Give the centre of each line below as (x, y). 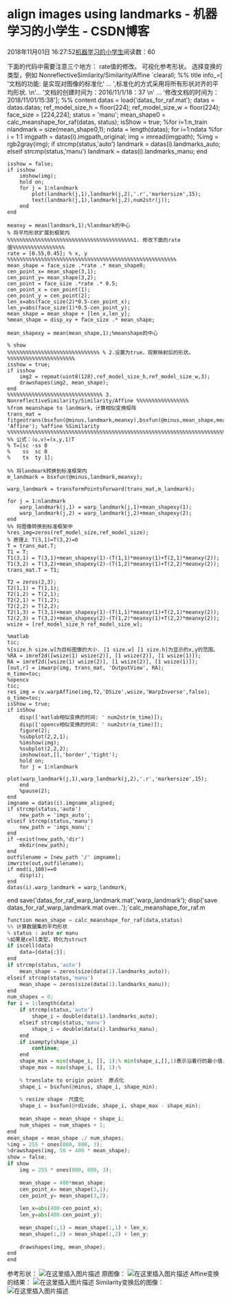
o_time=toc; (24, 698)
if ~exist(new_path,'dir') (46, 839)
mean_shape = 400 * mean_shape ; (63, 1182)
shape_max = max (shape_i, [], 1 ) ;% (70, 1068)
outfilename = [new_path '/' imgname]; (64, 857)
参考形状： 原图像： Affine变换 (113, 1274)
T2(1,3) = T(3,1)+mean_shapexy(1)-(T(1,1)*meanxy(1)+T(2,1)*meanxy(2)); (113, 612)
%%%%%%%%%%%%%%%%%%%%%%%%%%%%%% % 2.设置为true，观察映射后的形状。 (100, 352)
